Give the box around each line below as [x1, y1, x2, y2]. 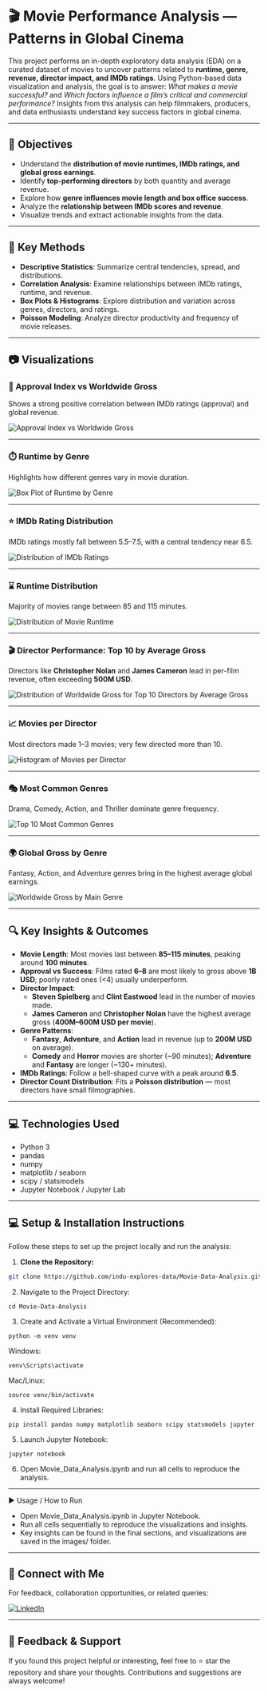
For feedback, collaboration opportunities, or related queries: [8, 1588, 209, 1598]
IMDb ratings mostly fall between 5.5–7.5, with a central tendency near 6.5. [8, 537, 253, 546]
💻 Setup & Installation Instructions [8, 1216, 185, 1230]
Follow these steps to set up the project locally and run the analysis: [8, 1241, 231, 1251]
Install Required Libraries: [19, 1405, 104, 1415]
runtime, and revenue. [19, 287, 93, 297]
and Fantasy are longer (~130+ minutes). [31, 1060, 167, 1069]
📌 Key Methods [8, 241, 85, 254]
